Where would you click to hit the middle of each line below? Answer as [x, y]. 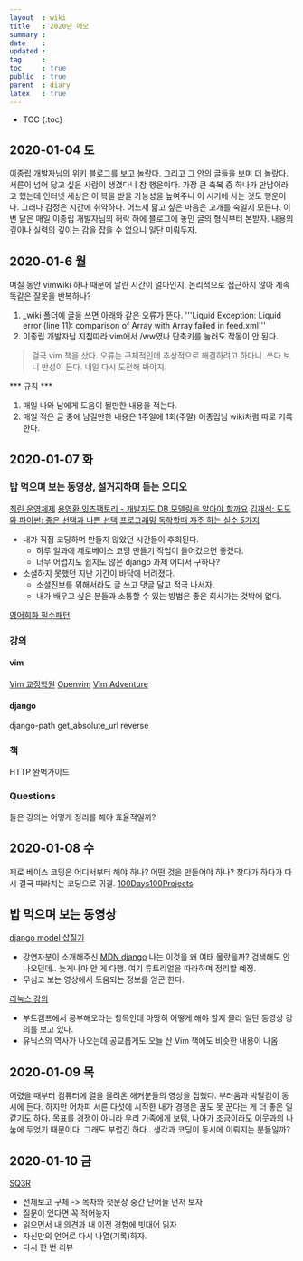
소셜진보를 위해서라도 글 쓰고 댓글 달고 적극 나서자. [125, 584]
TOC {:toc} [43, 119]
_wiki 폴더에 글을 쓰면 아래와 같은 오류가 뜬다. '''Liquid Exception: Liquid [152, 315]
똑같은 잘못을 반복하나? [50, 296]
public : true [38, 77]
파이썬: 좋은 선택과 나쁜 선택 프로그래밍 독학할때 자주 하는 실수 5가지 [139, 520]
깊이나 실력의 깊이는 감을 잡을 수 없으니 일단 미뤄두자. [103, 230]
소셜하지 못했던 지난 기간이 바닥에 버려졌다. [99, 573]
